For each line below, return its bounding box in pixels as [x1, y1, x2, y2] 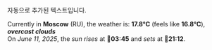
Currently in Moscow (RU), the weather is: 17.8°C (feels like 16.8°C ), [7, 20, 206, 28]
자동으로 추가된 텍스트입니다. [7, 6, 87, 14]
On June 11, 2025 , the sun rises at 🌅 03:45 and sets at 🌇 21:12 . [7, 35, 186, 43]
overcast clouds [7, 27, 56, 35]
